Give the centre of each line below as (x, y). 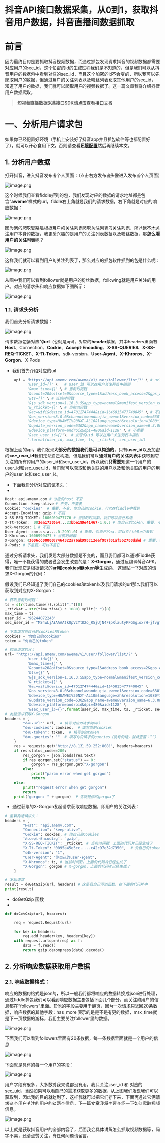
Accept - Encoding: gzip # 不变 (35, 513)
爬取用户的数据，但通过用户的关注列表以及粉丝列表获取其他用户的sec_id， (81, 80)
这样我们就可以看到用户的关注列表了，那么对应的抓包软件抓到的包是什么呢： (82, 260)
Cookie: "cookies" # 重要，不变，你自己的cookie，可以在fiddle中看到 (72, 509)
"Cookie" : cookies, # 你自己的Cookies (61, 835)
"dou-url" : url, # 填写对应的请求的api (62, 723)
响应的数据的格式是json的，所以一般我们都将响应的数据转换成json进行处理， (82, 993)
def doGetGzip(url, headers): (36, 914)
